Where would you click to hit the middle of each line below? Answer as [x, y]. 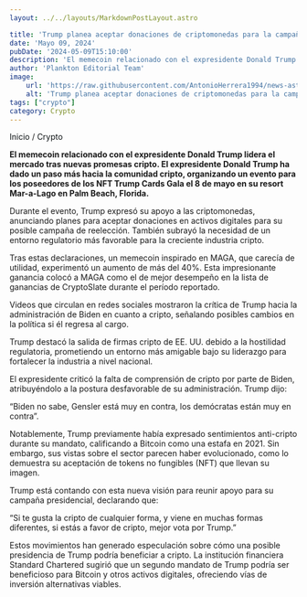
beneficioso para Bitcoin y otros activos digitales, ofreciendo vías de [138, 575]
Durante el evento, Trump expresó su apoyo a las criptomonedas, [132, 211]
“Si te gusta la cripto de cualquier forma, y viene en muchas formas [136, 518]
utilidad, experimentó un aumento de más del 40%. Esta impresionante [143, 268]
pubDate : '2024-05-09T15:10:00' [71, 51]
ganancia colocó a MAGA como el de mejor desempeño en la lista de [139, 277]
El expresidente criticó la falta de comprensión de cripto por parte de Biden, [152, 379]
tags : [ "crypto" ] [42, 102]
